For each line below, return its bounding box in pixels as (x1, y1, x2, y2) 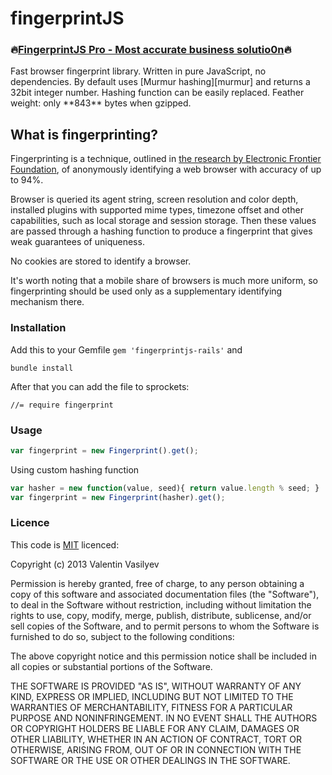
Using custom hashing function (10, 463, 140, 476)
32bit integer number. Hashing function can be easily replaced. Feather (10, 87, 305, 99)
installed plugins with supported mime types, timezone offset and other (10, 204, 304, 216)
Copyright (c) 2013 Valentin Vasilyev (10, 558, 160, 570)
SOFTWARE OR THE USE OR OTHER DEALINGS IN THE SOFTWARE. (10, 754, 291, 766)
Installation (10, 321, 67, 335)
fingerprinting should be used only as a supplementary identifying (10, 285, 283, 297)
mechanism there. (10, 296, 85, 308)
